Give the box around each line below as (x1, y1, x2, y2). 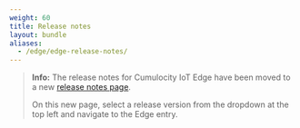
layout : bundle (9, 30, 67, 39)
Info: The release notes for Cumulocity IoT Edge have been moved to (31, 72, 291, 83)
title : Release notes (9, 22, 92, 31)
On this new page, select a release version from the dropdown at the (31, 99, 289, 110)
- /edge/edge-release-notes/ (17, 47, 128, 56)
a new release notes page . (31, 82, 132, 93)
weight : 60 (9, 13, 51, 23)
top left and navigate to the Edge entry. (31, 109, 178, 120)
